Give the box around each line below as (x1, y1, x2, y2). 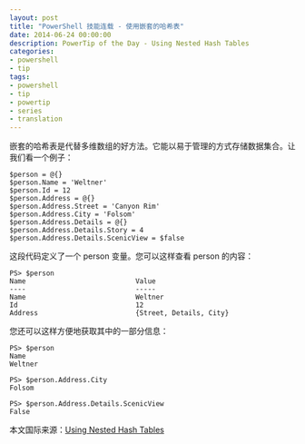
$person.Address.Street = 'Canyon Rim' (9, 202, 161, 212)
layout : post (9, 13, 59, 23)
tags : (9, 73, 30, 82)
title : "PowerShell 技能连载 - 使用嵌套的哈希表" (9, 22, 184, 31)
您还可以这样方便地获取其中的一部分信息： (9, 326, 169, 337)
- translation (9, 114, 64, 123)
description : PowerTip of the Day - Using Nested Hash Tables (9, 38, 250, 48)
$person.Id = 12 (9, 186, 71, 195)
